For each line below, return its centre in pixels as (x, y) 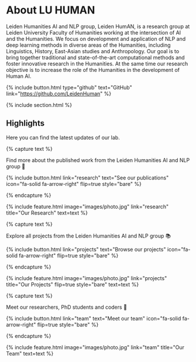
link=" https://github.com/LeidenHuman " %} (59, 94)
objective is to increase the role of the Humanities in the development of (93, 70)
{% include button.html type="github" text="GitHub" (69, 87)
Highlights (25, 123)
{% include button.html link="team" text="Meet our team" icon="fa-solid (94, 318)
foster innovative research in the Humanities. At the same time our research (97, 63)
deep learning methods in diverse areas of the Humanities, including (88, 45)
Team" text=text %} (30, 353)
